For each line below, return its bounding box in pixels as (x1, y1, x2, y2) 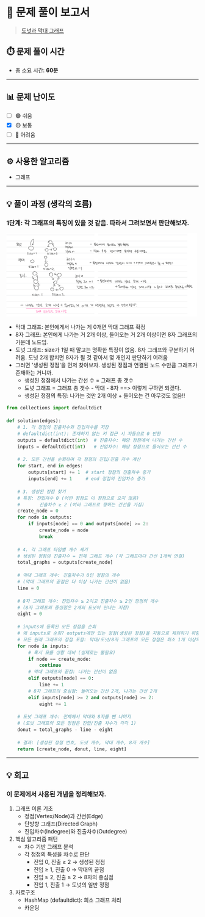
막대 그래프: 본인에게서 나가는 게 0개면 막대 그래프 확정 (15, 323, 146, 331)
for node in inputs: (17, 643, 70, 649)
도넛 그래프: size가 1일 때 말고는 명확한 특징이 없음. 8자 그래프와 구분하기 (15, 346, 189, 354)
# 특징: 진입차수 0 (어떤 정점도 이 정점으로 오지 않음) (17, 495, 139, 501)
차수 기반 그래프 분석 (24, 843, 74, 850)
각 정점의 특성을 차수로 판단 (24, 850, 90, 858)
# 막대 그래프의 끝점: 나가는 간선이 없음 (28, 669, 117, 675)
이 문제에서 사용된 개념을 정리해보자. (6, 789, 107, 798)
